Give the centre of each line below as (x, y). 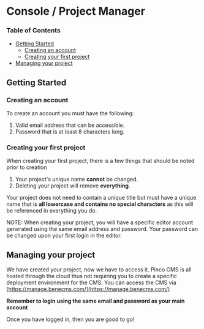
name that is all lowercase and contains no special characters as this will (100, 204)
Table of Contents (34, 31)
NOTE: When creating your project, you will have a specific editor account (100, 222)
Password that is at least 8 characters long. (70, 132)
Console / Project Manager (76, 11)
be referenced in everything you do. (52, 211)
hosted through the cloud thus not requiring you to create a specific (92, 276)
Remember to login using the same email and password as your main (96, 301)
